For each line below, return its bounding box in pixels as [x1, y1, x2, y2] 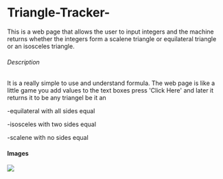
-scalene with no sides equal [7, 134, 89, 142]
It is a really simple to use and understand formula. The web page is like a [7, 79, 215, 87]
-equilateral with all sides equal [7, 107, 95, 115]
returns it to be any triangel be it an [7, 94, 106, 102]
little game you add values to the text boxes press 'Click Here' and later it [7, 86, 214, 95]
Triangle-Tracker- [7, 5, 110, 21]
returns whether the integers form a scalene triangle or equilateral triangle [7, 34, 217, 43]
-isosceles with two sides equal [7, 120, 97, 128]
